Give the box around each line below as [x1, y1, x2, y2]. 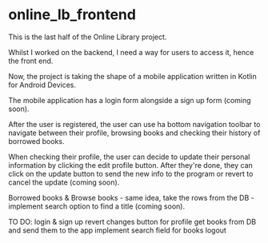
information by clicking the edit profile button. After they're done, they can [8, 160, 254, 169]
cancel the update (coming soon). [8, 177, 120, 187]
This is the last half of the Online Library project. [8, 32, 167, 42]
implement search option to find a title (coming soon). [8, 201, 186, 211]
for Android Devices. [8, 80, 77, 90]
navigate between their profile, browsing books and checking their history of [8, 128, 261, 137]
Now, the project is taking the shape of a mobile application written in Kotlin [8, 71, 258, 81]
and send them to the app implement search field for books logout [8, 225, 226, 235]
